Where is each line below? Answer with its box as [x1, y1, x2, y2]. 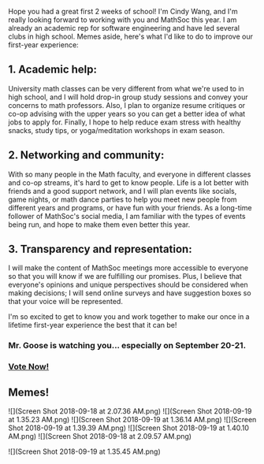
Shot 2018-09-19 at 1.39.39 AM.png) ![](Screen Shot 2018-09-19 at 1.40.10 [8, 423, 250, 432]
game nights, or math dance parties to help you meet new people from [8, 195, 238, 204]
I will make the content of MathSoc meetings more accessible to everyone [8, 263, 249, 273]
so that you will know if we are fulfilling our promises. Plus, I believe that [8, 272, 242, 281]
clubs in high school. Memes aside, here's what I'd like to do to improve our [8, 32, 254, 41]
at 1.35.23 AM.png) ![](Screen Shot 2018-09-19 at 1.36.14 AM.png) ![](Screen [8, 415, 257, 425]
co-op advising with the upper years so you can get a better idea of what [8, 109, 246, 118]
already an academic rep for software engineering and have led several [8, 24, 240, 32]
